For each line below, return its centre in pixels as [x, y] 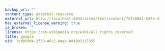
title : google [20, 37]
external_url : [20, 18]
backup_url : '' [21, 9]
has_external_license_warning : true [42, 23]
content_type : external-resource [39, 14]
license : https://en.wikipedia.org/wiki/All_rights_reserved [69, 32]
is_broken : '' [20, 28]
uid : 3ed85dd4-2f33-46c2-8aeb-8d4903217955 [50, 41]
